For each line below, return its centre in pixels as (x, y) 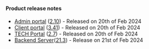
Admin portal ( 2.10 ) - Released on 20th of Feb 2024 (78, 21)
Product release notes (34, 8)
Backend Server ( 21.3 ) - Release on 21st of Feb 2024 (79, 40)
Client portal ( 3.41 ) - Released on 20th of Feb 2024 (77, 28)
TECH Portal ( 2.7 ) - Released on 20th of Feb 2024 (76, 34)
